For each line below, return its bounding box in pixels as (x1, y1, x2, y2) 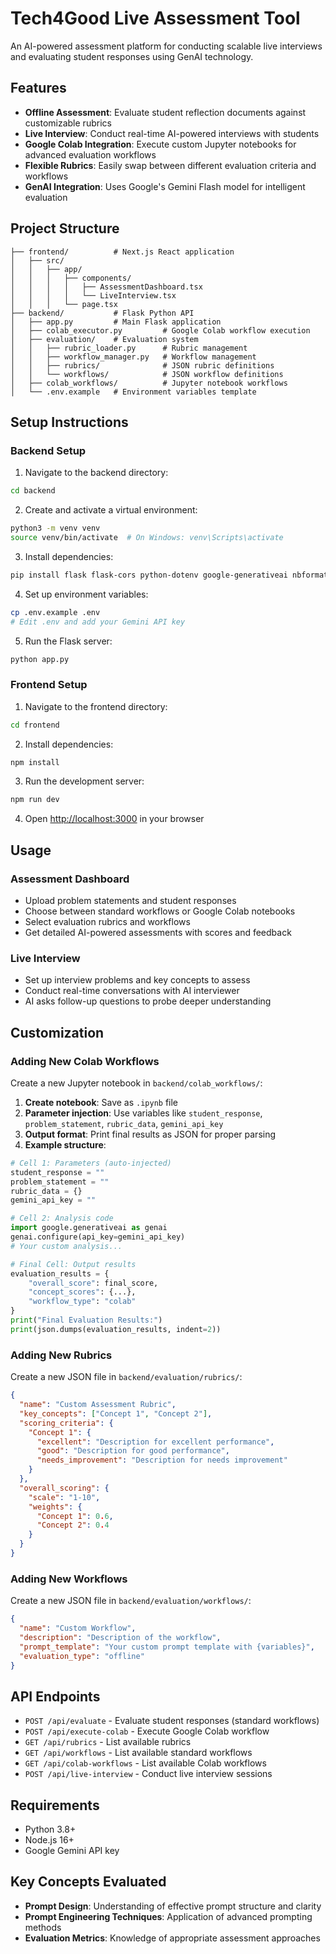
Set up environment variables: (24, 588, 149, 600)
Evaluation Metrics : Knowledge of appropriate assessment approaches (24, 1932, 321, 1944)
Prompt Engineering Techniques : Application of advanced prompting (24, 1910, 313, 1922)
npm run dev (10, 795, 60, 805)
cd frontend (10, 720, 60, 730)
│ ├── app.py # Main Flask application (10, 317, 222, 327)
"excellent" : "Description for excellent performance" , (36, 1437, 275, 1447)
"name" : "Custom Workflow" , (19, 1623, 137, 1634)
